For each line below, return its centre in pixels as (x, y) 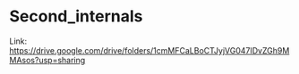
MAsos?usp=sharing (47, 60)
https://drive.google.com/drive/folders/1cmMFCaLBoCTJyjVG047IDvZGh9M (149, 50)
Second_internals (76, 16)
